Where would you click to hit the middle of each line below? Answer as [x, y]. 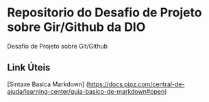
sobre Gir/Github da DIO [76, 27]
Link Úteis [29, 67]
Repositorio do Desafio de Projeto [104, 13]
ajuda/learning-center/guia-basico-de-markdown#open [86, 91]
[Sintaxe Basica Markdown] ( [48, 84]
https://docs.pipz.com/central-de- [136, 84]
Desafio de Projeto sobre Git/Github [58, 46]
